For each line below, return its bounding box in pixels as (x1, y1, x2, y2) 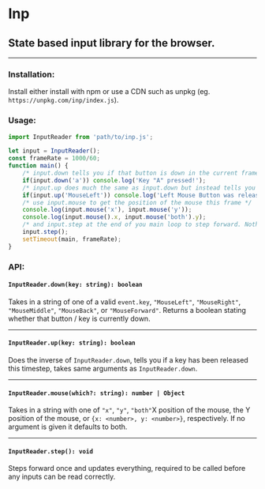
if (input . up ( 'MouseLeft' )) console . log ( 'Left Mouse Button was (22, 191, 235, 199)
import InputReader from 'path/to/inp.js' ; (8, 133, 154, 141)
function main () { (8, 162, 69, 170)
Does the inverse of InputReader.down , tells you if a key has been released (8, 355, 248, 365)
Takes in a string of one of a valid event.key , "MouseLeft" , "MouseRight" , (8, 297, 241, 307)
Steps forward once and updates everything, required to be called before (8, 464, 246, 473)
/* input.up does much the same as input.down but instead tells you (22, 183, 256, 192)
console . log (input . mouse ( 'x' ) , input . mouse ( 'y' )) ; (22, 206, 192, 214)
